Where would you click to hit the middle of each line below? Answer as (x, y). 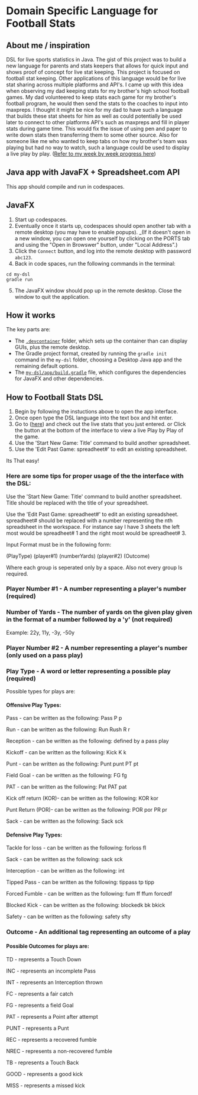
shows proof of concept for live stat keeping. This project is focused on (93, 72)
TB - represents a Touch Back (43, 1062)
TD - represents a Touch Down (44, 959)
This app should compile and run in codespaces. (65, 186)
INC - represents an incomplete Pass (51, 971)
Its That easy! (23, 461)
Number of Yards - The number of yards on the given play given (99, 612)
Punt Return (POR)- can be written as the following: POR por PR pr (87, 810)
